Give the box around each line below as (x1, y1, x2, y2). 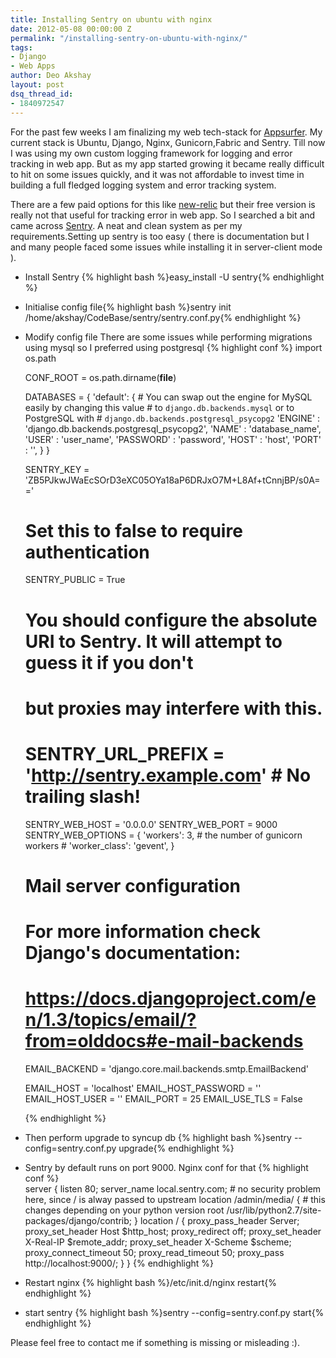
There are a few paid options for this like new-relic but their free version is (10, 198, 316, 210)
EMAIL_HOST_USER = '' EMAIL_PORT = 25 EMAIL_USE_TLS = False (24, 1093, 303, 1105)
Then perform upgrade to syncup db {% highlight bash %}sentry (24, 1132, 292, 1144)
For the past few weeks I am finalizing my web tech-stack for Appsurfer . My (10, 126, 323, 138)
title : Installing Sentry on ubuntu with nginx (10, 14, 213, 25)
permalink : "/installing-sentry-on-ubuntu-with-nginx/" (10, 33, 248, 43)
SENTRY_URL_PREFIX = (24, 743, 225, 765)
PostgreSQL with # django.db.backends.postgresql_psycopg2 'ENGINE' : (24, 412, 321, 424)
